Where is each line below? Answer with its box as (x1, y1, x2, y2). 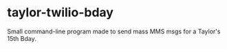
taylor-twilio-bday (7, 5, 113, 20)
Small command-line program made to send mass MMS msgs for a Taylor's (7, 27, 221, 35)
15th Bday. (7, 34, 36, 42)
